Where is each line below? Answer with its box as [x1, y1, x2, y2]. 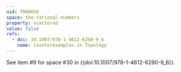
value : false [6, 25, 39, 32]
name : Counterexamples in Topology [17, 43, 107, 49]
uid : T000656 [6, 8, 39, 15]
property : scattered [6, 20, 59, 26]
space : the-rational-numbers [6, 14, 80, 20]
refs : [6, 31, 20, 37]
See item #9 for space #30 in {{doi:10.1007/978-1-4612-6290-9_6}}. [6, 58, 176, 66]
